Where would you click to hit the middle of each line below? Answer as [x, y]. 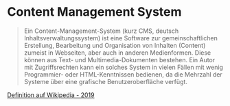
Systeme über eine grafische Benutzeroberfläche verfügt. [105, 81]
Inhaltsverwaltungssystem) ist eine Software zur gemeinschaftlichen [121, 38]
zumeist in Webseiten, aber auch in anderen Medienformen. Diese [117, 53]
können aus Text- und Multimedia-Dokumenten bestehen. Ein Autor [119, 59]
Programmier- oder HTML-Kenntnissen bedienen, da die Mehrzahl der [123, 74]
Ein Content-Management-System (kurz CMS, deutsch [101, 31]
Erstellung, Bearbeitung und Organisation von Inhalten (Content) [115, 45]
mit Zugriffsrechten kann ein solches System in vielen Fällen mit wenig [123, 67]
